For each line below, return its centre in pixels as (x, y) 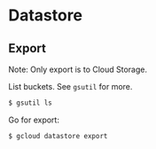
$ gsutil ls (30, 103)
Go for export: (34, 120)
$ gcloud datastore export (58, 136)
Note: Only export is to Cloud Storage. (78, 69)
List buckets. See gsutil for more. (70, 86)
